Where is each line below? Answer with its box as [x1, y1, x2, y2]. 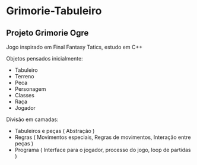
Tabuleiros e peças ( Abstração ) [14, 128, 95, 134]
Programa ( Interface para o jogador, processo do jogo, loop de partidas [14, 147, 191, 153]
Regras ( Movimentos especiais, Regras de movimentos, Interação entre [14, 134, 191, 141]
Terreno [14, 73, 34, 80]
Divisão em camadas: [6, 116, 59, 123]
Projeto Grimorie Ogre [6, 28, 89, 38]
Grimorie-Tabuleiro [6, 4, 102, 18]
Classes [14, 92, 34, 99]
